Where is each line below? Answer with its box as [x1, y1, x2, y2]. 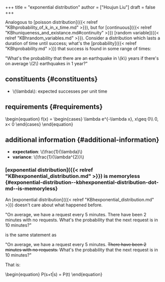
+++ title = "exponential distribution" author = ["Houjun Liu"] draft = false [5, 4, 156, 10]
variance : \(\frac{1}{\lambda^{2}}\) [12, 154, 85, 160]
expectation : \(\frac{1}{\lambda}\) [12, 149, 83, 155]
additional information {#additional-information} [5, 136, 160, 144]
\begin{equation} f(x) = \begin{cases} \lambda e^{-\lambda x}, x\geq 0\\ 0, [5, 116, 159, 122]
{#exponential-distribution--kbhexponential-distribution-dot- [5, 179, 159, 186]
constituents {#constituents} [5, 75, 98, 84]
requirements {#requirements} [5, 103, 103, 111]
